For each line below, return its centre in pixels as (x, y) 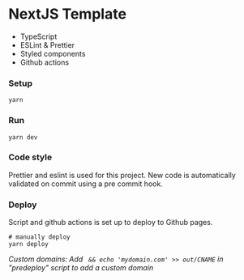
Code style (30, 157)
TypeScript (39, 36)
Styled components (53, 53)
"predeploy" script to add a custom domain (81, 268)
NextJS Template (68, 14)
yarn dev (23, 137)
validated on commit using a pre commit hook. (86, 184)
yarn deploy (28, 244)
